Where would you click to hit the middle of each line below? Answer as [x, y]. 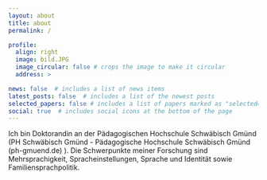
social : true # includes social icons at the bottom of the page [120, 111]
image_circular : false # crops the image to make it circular [120, 67]
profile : [23, 45]
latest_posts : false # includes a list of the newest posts [112, 96]
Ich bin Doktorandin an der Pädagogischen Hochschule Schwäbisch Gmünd [132, 134]
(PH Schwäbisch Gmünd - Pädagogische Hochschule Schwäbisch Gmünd [130, 142]
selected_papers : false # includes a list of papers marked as [115, 104]
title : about [30, 23]
